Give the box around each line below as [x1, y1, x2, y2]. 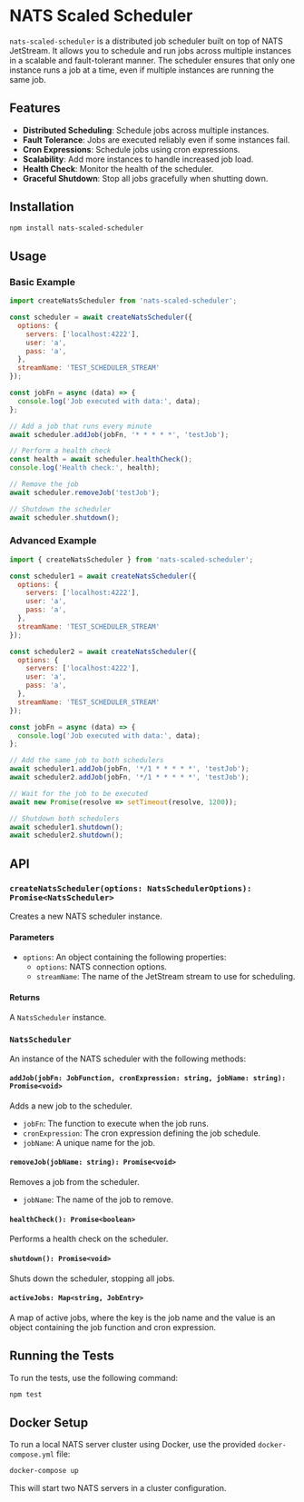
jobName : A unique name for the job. [22, 1137, 156, 1148]
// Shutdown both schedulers [9, 814, 120, 823]
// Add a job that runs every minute [9, 422, 152, 431]
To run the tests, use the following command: [9, 1372, 179, 1383]
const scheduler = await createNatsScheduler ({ [9, 313, 193, 322]
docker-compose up [9, 1467, 79, 1476]
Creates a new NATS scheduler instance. [9, 910, 163, 921]
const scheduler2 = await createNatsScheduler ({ [9, 647, 197, 656]
